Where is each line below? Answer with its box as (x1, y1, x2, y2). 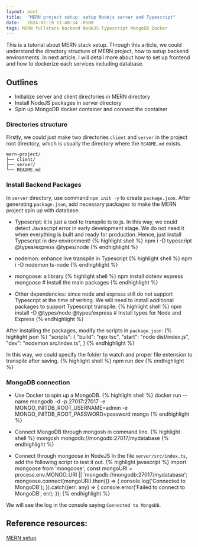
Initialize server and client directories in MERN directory (14, 93, 151, 101)
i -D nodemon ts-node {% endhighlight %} (14, 261, 118, 268)
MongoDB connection (6, 378, 70, 386)
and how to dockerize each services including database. (6, 60, 144, 67)
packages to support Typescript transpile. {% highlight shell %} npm (14, 303, 182, 310)
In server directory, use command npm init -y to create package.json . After (6, 194, 191, 201)
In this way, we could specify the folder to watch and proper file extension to (6, 351, 193, 358)
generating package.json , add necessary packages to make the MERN (6, 200, 177, 208)
